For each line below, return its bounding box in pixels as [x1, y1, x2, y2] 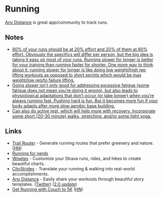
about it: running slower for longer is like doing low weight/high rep [12, 67, 147, 73]
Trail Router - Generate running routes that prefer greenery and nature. [12, 140, 154, 146]
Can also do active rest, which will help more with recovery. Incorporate [12, 108, 156, 114]
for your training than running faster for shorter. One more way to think [12, 61, 154, 67]
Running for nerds [12, 150, 49, 156]
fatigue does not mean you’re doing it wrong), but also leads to [12, 87, 138, 93]
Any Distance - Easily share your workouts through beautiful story [12, 176, 144, 182]
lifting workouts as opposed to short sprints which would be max [12, 72, 142, 78]
